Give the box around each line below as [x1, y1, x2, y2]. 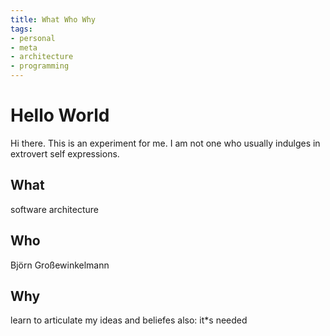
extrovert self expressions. [10, 147, 120, 160]
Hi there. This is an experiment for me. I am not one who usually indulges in [10, 137, 321, 149]
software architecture [10, 203, 99, 215]
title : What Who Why [10, 14, 97, 25]
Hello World [10, 104, 110, 127]
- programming [10, 61, 70, 71]
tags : [10, 24, 33, 34]
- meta [10, 42, 38, 53]
